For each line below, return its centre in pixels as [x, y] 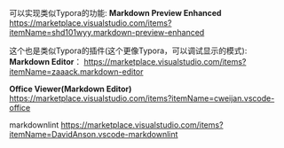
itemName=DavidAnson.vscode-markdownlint [94, 134]
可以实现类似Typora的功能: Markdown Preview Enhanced [115, 13]
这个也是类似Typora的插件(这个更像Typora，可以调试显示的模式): [128, 51]
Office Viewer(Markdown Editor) [71, 89]
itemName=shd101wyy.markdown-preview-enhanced [107, 32]
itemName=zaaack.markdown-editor [76, 72]
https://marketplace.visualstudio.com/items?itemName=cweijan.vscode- [142, 98]
